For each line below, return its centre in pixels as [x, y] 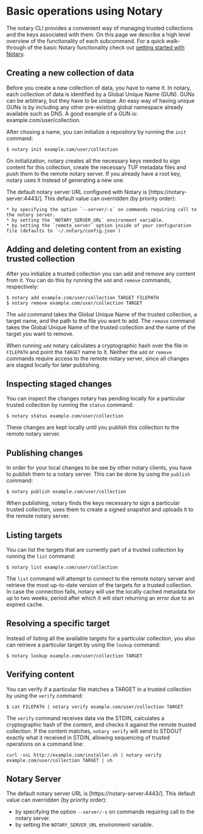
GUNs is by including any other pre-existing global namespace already [95, 107]
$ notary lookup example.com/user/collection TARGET [74, 656]
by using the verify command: [45, 695]
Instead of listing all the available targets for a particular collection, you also [101, 638]
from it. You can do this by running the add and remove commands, [89, 280]
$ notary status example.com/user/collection [65, 416]
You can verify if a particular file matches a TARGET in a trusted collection [99, 689]
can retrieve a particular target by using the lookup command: [84, 645]
